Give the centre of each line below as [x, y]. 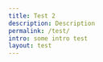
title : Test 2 [32, 16]
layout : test [30, 46]
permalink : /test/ [39, 31]
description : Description [51, 23]
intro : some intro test [48, 38]
